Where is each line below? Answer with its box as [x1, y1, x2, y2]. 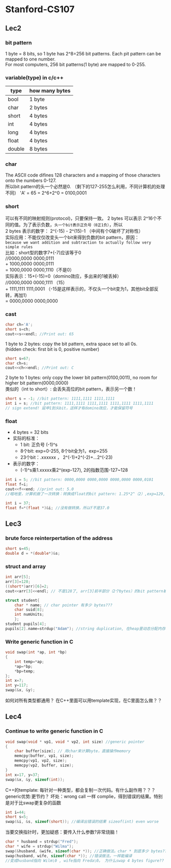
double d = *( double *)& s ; [5, 551, 60, 556]
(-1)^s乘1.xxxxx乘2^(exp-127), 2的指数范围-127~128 [20, 467, 128, 473]
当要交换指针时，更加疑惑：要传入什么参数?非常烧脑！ [5, 829, 120, 835]
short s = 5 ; [5, 815, 28, 820]
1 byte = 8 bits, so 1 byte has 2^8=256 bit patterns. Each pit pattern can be [5, 50, 161, 56]
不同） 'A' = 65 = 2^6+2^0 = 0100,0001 [5, 190, 87, 196]
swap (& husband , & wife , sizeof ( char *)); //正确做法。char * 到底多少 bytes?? [5, 848, 167, 854]
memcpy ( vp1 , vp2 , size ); [14, 758, 67, 763]
